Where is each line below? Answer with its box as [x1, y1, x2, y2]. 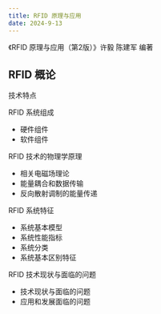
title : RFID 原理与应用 [8, 11, 82, 20]
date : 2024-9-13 [8, 19, 62, 27]
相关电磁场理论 [19, 169, 70, 179]
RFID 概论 [8, 67, 56, 81]
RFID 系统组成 [8, 107, 54, 117]
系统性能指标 [19, 233, 62, 243]
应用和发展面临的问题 [19, 297, 91, 307]
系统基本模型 [19, 223, 62, 232]
